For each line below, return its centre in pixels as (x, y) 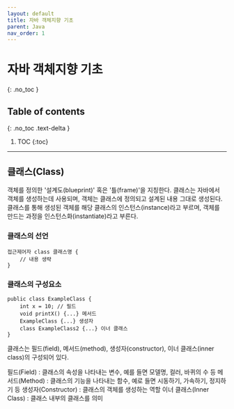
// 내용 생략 (36, 260)
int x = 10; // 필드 (48, 307)
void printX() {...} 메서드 (58, 314)
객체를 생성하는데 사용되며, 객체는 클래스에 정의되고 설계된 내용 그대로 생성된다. (115, 199)
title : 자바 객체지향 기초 (40, 20)
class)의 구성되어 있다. (38, 357)
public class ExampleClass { (49, 299)
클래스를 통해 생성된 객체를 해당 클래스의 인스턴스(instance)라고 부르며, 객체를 (114, 207)
